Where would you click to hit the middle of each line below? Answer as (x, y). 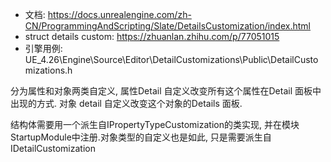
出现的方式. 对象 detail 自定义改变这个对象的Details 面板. (126, 103)
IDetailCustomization (53, 148)
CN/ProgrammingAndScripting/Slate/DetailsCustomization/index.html (167, 26)
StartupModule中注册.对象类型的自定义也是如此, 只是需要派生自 (141, 137)
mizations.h (48, 70)
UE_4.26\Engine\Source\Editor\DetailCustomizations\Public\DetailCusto (171, 59)
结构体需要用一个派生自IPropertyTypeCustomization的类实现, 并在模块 (155, 124)
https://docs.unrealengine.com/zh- (119, 14)
